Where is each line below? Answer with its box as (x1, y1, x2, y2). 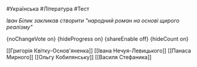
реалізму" (6, 24, 33, 30)
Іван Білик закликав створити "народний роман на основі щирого (6, 17, 180, 24)
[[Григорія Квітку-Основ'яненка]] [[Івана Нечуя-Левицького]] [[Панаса (6, 47, 192, 54)
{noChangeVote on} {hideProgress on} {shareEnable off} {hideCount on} (6, 35, 189, 42)
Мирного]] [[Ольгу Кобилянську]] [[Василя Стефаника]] (6, 54, 152, 60)
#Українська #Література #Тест (6, 5, 90, 12)
